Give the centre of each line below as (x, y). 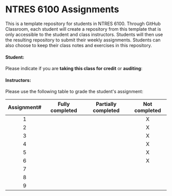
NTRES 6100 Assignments (62, 9)
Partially (106, 104)
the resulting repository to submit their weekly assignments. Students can (83, 40)
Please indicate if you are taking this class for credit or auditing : (74, 69)
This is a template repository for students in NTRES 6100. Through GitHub (83, 24)
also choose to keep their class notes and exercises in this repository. (79, 45)
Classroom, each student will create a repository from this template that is (83, 29)
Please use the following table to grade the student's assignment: (74, 92)
